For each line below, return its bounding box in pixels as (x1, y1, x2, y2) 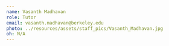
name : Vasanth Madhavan (6, 8, 66, 15)
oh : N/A (6, 31, 26, 37)
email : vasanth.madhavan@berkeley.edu (6, 20, 104, 26)
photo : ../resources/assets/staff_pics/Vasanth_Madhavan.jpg (6, 25, 164, 32)
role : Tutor (6, 14, 36, 20)
